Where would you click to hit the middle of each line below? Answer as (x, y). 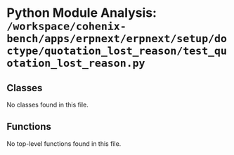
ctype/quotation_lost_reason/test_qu (117, 51)
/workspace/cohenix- (67, 26)
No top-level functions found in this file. (64, 143)
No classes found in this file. (47, 105)
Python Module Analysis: (82, 13)
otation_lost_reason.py (76, 63)
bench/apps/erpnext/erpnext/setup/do (117, 39)
